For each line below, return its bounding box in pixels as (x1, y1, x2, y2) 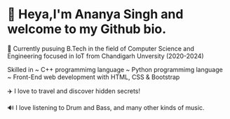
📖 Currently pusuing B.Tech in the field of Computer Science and (7, 44, 195, 52)
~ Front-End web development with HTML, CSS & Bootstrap (7, 73, 180, 81)
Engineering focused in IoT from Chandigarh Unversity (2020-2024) (7, 52, 205, 60)
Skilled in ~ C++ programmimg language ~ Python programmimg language (7, 65, 223, 73)
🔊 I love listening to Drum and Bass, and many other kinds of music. (7, 103, 205, 111)
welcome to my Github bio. (7, 21, 167, 37)
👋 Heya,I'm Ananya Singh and (7, 6, 184, 22)
